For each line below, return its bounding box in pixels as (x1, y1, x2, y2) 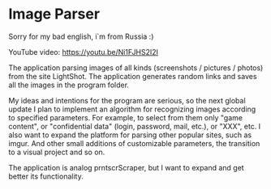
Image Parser (8, 5, 100, 23)
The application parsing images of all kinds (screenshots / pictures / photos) (8, 62, 264, 73)
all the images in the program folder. (8, 80, 130, 90)
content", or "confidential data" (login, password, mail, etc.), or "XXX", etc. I (8, 121, 261, 131)
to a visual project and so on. (8, 147, 105, 157)
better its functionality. (8, 171, 84, 181)
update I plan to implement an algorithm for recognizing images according (8, 104, 256, 114)
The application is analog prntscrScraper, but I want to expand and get (8, 162, 245, 172)
